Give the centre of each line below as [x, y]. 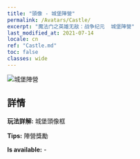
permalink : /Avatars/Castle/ [49, 20]
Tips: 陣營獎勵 [28, 135]
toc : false [23, 53]
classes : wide [28, 59]
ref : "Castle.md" [32, 46]
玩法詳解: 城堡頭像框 [36, 121]
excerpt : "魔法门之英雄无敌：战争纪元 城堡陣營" [71, 26]
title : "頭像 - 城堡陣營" [41, 13]
